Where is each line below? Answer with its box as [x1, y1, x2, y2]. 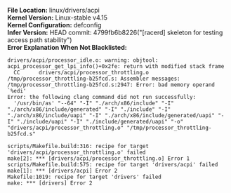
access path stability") [7, 36, 72, 44]
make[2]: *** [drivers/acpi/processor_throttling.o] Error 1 [7, 155, 190, 162]
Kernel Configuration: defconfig [7, 21, 102, 29]
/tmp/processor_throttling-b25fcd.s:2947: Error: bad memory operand [7, 81, 216, 88]
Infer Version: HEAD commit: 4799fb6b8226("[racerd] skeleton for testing [7, 28, 223, 36]
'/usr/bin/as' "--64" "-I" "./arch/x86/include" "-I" [13, 100, 174, 107]
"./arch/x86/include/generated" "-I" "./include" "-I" [7, 106, 171, 113]
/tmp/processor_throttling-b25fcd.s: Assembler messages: [7, 75, 180, 82]
